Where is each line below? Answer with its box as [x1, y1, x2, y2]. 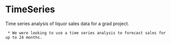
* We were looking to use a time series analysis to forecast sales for [7, 30, 166, 35]
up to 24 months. [5, 35, 42, 40]
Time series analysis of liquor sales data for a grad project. [5, 20, 130, 27]
